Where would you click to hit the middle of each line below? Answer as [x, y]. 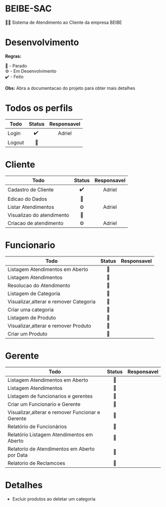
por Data [18, 455]
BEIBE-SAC [28, 9]
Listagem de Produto [32, 317]
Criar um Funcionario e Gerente [44, 404]
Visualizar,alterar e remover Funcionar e [54, 412]
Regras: [13, 56]
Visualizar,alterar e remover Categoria [52, 302]
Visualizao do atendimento [38, 215]
